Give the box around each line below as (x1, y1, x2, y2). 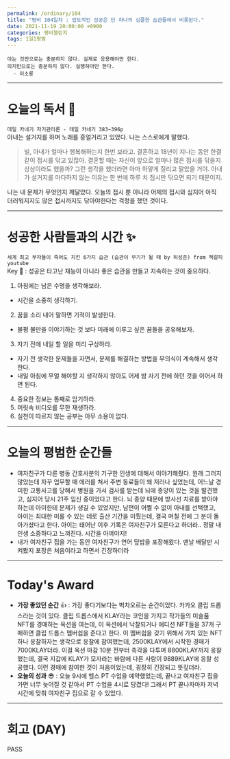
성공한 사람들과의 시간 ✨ (7, 229, 136, 245)
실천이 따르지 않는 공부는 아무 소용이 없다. (16, 412, 129, 420)
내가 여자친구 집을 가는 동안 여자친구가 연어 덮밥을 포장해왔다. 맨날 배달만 (16, 537, 213, 546)
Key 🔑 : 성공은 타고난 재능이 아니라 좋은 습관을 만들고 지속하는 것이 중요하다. (7, 267, 211, 275)
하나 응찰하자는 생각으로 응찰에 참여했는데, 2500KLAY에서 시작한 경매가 (16, 637, 210, 646)
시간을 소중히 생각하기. (16, 296, 78, 304)
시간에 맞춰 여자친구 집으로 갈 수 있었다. (16, 688, 123, 697)
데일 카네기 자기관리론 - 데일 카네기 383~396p (7, 126, 124, 133)
